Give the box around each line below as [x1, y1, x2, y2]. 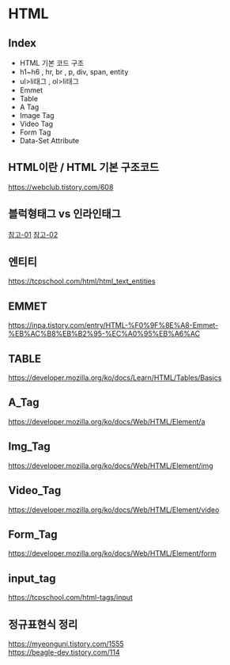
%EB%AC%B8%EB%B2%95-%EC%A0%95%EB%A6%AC [8, 329, 200, 339]
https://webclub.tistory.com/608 [8, 182, 114, 192]
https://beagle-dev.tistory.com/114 [8, 647, 120, 657]
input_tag [8, 572, 57, 585]
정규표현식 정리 [8, 617, 78, 631]
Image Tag [19, 111, 55, 120]
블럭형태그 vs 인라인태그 [8, 207, 121, 221]
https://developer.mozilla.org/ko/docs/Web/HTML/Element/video [8, 504, 220, 515]
